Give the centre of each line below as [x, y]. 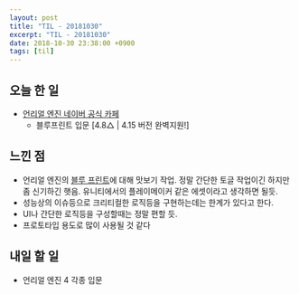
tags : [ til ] [32, 52]
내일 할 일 [34, 256]
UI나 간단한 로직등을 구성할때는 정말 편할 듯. [100, 213]
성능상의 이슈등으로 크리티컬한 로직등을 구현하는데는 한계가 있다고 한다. [148, 202]
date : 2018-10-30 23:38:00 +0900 [72, 43]
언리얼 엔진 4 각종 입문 [62, 280]
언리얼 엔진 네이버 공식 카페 [71, 113]
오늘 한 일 [34, 90]
